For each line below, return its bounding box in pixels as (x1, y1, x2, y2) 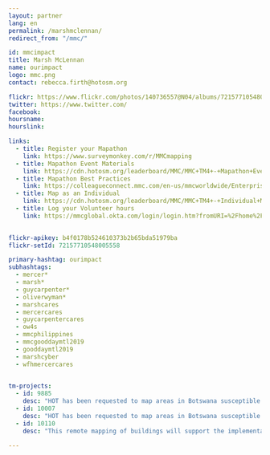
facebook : (8, 108, 42, 116)
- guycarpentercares (15, 315, 84, 323)
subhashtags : (8, 263, 52, 271)
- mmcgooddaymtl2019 (15, 338, 84, 346)
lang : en (8, 19, 38, 27)
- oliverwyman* (15, 293, 67, 301)
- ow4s (15, 323, 38, 331)
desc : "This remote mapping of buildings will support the (22, 427, 225, 435)
